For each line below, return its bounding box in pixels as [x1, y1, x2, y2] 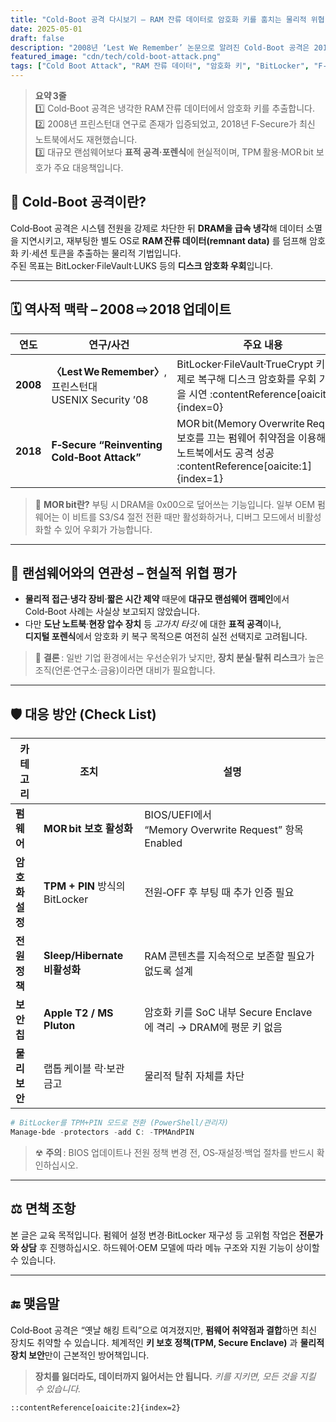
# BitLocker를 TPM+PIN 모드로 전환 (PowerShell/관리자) [10, 1118, 230, 1128]
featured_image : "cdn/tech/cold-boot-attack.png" [10, 52, 222, 62]
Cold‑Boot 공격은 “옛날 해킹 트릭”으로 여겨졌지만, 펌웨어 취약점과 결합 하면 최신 [10, 1324, 318, 1336]
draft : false [10, 33, 65, 43]
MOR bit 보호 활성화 [43, 822, 133, 836]
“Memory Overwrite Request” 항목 [144, 823, 304, 837]
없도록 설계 [144, 964, 194, 978]
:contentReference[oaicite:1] [176, 459, 313, 473]
